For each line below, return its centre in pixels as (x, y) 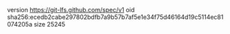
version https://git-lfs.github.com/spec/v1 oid (71, 10)
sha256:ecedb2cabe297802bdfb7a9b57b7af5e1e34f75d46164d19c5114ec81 (115, 17)
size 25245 (50, 24)
